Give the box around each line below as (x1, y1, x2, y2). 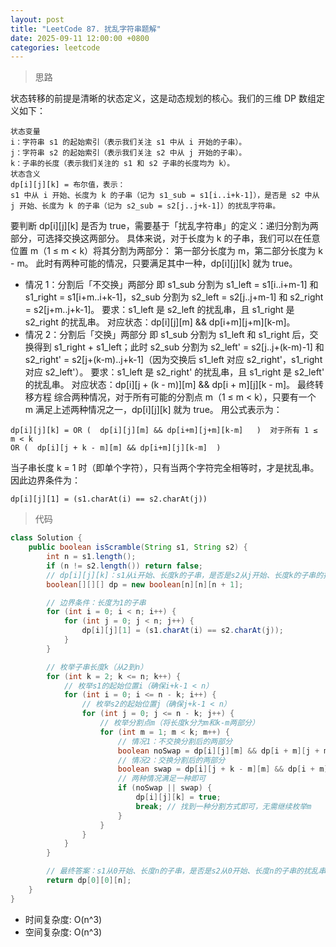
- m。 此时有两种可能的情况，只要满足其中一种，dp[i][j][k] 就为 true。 (10, 257, 298, 270)
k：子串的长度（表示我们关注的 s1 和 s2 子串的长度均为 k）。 (10, 159, 235, 169)
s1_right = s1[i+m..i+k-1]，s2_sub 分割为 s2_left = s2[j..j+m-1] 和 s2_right (24, 291, 324, 303)
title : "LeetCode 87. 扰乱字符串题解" (10, 24, 162, 34)
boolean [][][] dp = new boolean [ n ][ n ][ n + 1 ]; (46, 579, 244, 590)
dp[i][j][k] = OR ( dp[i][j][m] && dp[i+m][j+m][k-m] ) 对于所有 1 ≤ (10, 426, 318, 436)
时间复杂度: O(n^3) (24, 913, 103, 925)
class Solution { (10, 533, 83, 543)
